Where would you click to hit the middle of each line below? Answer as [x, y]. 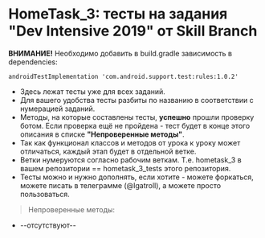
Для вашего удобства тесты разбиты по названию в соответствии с [137, 100]
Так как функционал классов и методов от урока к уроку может [130, 142]
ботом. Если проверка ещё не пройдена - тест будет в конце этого [135, 125]
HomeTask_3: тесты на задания [118, 14]
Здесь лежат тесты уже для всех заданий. [93, 91]
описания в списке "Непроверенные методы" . [102, 134]
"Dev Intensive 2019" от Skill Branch [133, 31]
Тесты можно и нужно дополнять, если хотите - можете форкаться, [137, 177]
